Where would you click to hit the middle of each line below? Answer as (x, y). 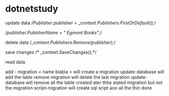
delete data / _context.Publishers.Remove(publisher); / (61, 42)
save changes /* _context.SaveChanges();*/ (51, 52)
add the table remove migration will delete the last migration (68, 77)
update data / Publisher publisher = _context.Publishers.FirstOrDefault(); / (81, 23)
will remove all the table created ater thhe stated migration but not (94, 82)
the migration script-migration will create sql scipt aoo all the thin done (79, 88)
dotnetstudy (32, 9)
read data (15, 62)
